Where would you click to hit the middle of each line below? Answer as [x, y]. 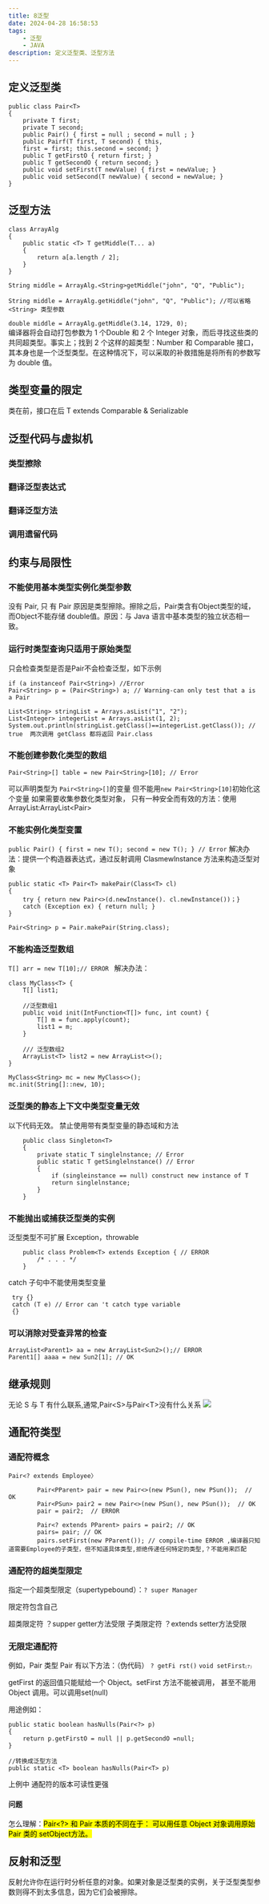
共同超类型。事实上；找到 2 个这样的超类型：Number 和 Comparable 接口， [133, 342]
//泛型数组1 [40, 1006]
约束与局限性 [40, 562]
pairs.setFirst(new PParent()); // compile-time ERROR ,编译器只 [146, 1541]
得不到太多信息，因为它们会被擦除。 [82, 1892]
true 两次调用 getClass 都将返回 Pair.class [81, 734]
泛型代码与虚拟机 [50, 438]
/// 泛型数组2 [44, 1050]
